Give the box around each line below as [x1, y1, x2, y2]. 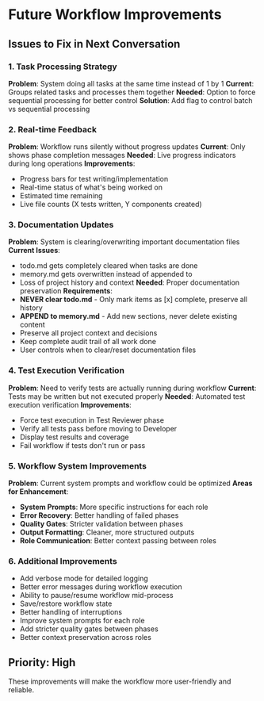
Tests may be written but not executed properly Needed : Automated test [8, 391, 246, 401]
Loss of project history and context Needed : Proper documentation [19, 278, 240, 287]
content [19, 320, 45, 330]
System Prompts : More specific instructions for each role [19, 502, 209, 512]
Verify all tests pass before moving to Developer [19, 423, 178, 433]
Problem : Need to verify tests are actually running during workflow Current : [8, 383, 257, 393]
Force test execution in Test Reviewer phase [19, 415, 165, 425]
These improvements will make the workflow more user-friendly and [8, 676, 231, 687]
